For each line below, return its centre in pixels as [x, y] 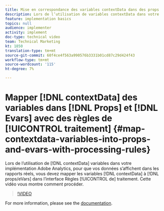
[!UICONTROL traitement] [58, 129]
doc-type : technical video [33, 37]
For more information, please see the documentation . [59, 203]
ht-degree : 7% [20, 69]
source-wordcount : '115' [30, 64]
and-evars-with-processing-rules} [78, 150]
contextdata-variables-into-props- [78, 139]
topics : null [18, 23]
